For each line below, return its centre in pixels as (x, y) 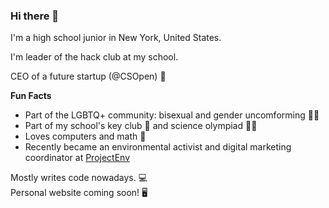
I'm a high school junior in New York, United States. (116, 38)
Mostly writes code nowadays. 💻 (79, 178)
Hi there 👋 (35, 16)
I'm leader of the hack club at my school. (94, 57)
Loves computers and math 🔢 (85, 136)
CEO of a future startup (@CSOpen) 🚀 (88, 76)
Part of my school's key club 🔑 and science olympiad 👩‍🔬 (141, 126)
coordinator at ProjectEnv (77, 158)
